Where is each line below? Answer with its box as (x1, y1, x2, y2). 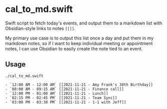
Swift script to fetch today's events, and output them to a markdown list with (5, 20, 162, 26)
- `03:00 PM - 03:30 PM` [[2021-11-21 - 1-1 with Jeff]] (5, 99, 126, 104)
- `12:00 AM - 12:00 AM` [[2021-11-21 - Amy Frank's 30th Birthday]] (5, 82, 153, 87)
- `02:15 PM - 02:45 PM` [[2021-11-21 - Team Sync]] (5, 95, 117, 100)
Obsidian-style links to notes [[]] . (5, 25, 76, 31)
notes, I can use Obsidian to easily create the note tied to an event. (5, 45, 143, 51)
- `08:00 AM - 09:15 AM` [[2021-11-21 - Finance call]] (5, 86, 124, 91)
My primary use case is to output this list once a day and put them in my (5, 35, 154, 41)
